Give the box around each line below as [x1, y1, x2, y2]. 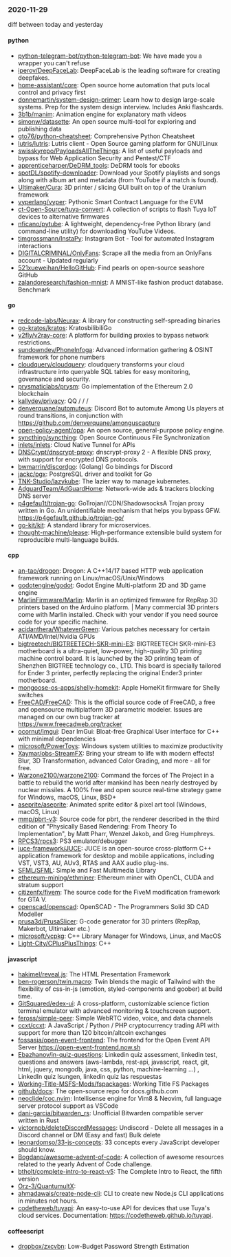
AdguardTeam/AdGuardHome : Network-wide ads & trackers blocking [17, 484, 214, 492]
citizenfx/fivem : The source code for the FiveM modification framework [17, 888, 221, 896]
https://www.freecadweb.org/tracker [17, 720, 122, 728]
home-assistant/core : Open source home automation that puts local [17, 80, 210, 89]
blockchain [17, 389, 49, 397]
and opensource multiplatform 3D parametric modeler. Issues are [17, 705, 203, 713]
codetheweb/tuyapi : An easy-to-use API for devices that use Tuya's [17, 1204, 210, 1212]
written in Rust [17, 1116, 59, 1125]
